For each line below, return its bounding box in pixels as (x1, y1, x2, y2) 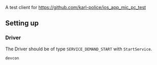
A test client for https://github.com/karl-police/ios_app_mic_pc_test (5, 5, 146, 10)
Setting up (5, 19, 39, 27)
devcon (5, 55, 19, 60)
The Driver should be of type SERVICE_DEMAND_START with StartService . (5, 46, 152, 52)
